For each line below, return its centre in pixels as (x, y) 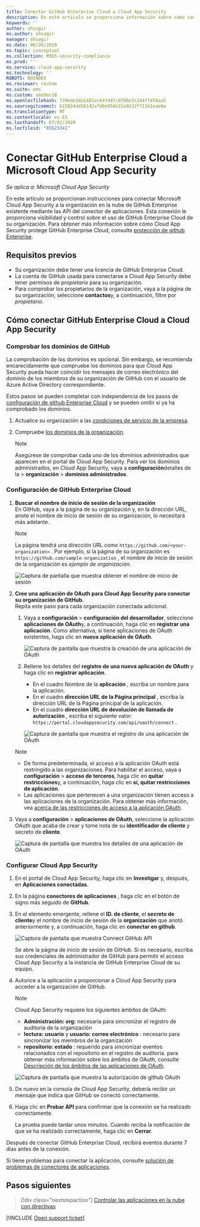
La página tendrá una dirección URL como (66, 545)
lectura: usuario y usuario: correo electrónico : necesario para (102, 1034)
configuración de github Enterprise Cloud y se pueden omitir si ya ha (90, 403)
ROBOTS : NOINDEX (26, 78)
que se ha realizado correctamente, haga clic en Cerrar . (84, 1131)
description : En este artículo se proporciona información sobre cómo (96, 17)
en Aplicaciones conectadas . (51, 884)
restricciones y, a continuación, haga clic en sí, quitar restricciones (107, 782)
